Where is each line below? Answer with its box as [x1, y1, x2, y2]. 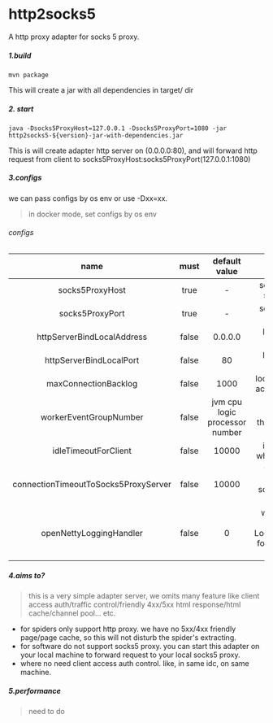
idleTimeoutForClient [52, 445, 132, 456]
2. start [8, 103, 34, 114]
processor [206, 416, 247, 428]
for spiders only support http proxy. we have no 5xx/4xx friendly [19, 624, 236, 634]
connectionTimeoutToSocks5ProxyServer [12, 479, 172, 490]
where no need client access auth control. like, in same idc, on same [19, 659, 249, 669]
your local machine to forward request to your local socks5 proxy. [19, 650, 240, 660]
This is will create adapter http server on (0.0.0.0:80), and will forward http [8, 146, 258, 155]
